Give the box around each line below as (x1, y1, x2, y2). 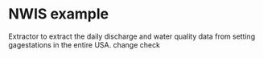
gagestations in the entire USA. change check (8, 39, 161, 49)
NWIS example (8, 5, 109, 23)
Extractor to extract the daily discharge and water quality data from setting (8, 31, 256, 41)
